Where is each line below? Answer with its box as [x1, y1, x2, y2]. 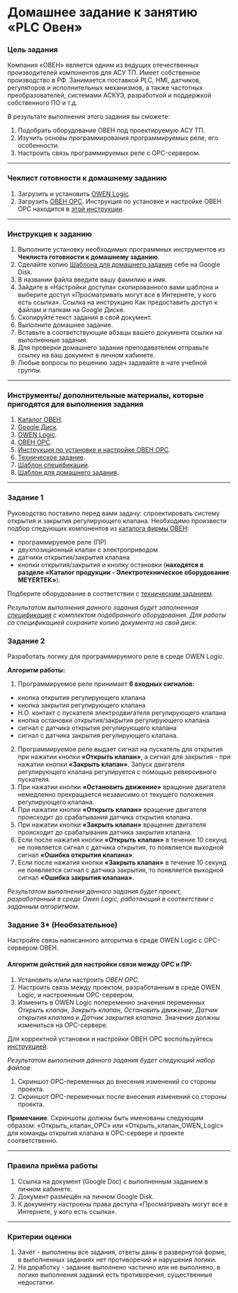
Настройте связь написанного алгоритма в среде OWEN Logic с [7, 936, 203, 945]
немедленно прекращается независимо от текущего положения [17, 790, 214, 798]
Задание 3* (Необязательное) [7, 920, 118, 930]
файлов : [7, 1063, 33, 1072]
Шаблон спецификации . [17, 461, 90, 469]
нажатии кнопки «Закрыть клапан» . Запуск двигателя [17, 760, 186, 768]
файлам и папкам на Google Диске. [17, 306, 125, 314]
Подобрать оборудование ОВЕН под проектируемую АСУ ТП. [17, 126, 205, 135]
